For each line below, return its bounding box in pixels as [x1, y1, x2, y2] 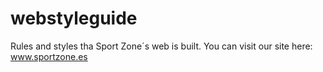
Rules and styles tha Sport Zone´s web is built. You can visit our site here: [10, 40, 313, 52]
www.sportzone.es [10, 50, 88, 62]
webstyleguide [10, 7, 138, 30]
